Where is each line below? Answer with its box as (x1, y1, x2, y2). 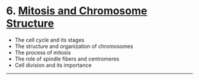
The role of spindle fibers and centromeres (14, 55, 120, 62)
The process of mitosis (14, 49, 71, 56)
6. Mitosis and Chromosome (6, 4, 147, 18)
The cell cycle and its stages (14, 36, 85, 43)
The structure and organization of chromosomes (14, 43, 133, 50)
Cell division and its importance (14, 61, 92, 69)
